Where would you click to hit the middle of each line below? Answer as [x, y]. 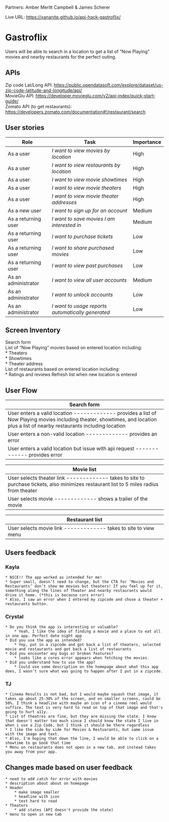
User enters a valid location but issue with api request [71, 448]
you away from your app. [31, 752]
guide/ [12, 101]
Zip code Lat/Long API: [29, 85]
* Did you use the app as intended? [44, 641]
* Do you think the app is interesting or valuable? [62, 627]
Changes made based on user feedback [69, 767]
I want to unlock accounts [82, 294]
